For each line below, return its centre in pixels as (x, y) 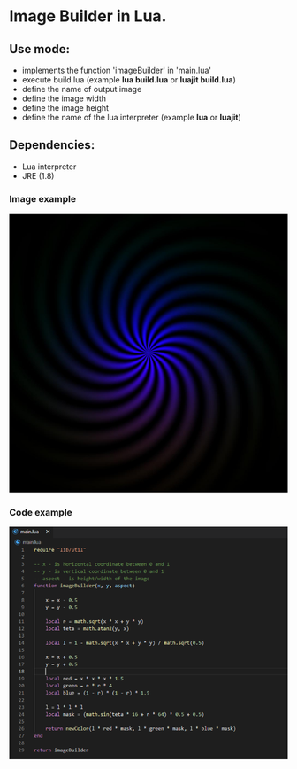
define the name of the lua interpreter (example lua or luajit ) (131, 117)
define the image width (64, 98)
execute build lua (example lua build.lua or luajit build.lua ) (129, 80)
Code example (41, 513)
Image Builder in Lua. (88, 16)
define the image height (65, 108)
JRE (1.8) (38, 175)
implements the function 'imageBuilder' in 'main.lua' (117, 70)
